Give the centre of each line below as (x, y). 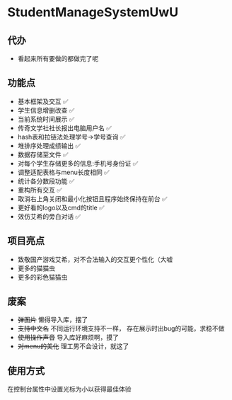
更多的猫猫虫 (36, 268)
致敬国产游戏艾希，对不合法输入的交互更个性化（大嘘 (95, 259)
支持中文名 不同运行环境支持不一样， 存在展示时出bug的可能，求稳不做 (121, 328)
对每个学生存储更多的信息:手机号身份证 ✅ (78, 163)
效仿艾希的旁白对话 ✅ (49, 216)
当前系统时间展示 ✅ (46, 119)
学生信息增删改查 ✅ (46, 110)
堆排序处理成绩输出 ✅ (49, 145)
